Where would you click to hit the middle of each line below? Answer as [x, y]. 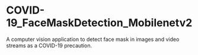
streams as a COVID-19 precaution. [49, 46]
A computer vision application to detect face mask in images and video [93, 39]
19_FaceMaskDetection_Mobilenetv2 [99, 23]
